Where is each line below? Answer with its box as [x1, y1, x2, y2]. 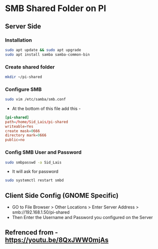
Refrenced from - [5, 228, 58, 237]
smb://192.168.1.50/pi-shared [12, 209, 70, 215]
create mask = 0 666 [5, 129, 40, 133]
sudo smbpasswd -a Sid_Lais [5, 160, 62, 165]
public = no [5, 137, 25, 143]
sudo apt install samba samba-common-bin [5, 52, 90, 57]
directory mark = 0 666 [5, 133, 47, 138]
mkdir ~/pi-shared [5, 74, 42, 79]
